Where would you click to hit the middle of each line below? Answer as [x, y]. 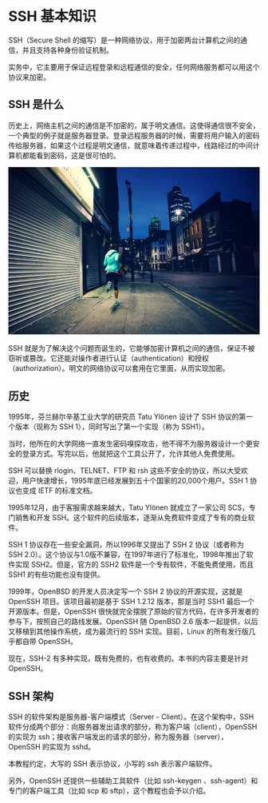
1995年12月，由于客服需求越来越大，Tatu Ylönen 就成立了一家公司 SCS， [129, 507]
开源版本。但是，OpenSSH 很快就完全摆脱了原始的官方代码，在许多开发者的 [134, 611]
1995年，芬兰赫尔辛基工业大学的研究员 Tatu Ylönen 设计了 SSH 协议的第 [127, 417]
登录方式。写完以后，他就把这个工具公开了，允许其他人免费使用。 [130, 454]
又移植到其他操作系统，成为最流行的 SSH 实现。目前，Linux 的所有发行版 [128, 631]
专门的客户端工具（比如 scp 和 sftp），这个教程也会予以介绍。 [109, 791]
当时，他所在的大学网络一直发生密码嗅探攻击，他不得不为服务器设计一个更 [130, 443]
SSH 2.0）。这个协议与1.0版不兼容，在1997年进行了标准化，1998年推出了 [127, 555]
